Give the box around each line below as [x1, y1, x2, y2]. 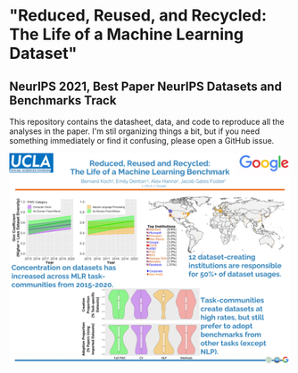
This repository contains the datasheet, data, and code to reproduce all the [9, 117, 285, 127]
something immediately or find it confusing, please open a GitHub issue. [9, 136, 275, 145]
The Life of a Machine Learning [9, 24, 244, 45]
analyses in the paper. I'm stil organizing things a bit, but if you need [9, 126, 261, 137]
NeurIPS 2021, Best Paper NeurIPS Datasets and [9, 79, 283, 94]
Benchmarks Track [9, 93, 117, 108]
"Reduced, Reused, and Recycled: [9, 5, 268, 26]
